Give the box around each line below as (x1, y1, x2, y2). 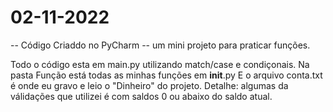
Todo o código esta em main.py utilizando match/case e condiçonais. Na (10, 58, 310, 70)
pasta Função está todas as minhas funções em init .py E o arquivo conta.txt (10, 69, 323, 81)
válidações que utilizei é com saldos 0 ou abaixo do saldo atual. (10, 90, 273, 102)
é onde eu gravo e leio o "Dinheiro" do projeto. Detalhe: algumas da (10, 79, 289, 91)
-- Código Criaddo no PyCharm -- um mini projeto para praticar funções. (10, 39, 311, 51)
